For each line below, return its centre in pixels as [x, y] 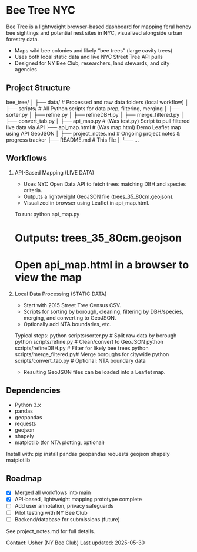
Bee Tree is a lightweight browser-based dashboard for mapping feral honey [99, 27]
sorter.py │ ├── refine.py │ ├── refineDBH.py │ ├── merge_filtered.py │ [95, 114]
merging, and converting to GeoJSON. [70, 318]
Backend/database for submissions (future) [67, 519]
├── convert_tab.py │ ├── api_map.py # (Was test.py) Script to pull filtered [98, 121]
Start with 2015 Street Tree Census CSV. [72, 305]
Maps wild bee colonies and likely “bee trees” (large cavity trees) [93, 50]
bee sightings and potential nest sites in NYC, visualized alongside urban [94, 32]
